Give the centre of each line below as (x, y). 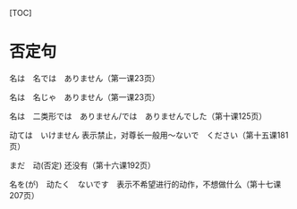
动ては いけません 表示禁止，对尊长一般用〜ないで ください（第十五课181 (149, 135)
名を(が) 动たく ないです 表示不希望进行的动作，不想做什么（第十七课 (145, 184)
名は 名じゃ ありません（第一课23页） (85, 96)
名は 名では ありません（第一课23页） (85, 78)
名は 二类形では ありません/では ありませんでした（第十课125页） (138, 116)
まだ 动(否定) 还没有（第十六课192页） (83, 165)
